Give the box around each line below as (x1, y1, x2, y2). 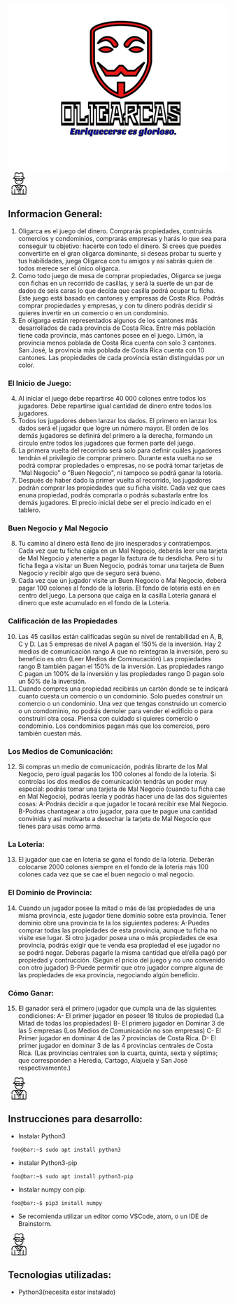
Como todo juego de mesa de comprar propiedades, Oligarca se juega (17, 271, 222, 280)
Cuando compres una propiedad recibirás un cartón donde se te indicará (17, 684, 229, 693)
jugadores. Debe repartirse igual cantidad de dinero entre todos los (17, 401, 212, 411)
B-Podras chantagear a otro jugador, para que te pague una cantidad (17, 807, 218, 815)
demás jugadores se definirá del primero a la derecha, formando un (17, 432, 213, 440)
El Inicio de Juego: (8, 378, 72, 388)
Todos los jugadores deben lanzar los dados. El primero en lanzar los (17, 417, 218, 425)
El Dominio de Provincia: (8, 888, 92, 897)
